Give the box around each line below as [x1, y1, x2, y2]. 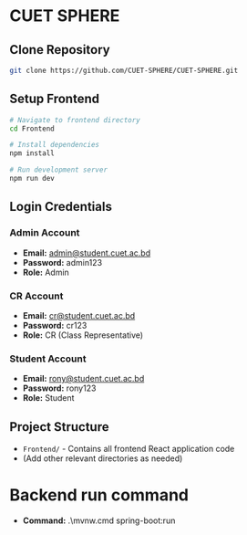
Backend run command [9, 485, 190, 506]
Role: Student [22, 393, 75, 404]
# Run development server [9, 165, 108, 174]
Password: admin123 [22, 257, 103, 267]
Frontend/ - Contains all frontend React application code [22, 444, 235, 455]
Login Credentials [9, 199, 112, 215]
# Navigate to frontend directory [9, 115, 141, 124]
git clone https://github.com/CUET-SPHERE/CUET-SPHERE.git [9, 66, 239, 75]
